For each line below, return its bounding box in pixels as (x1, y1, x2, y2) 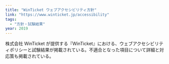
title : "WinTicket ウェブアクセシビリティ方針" (5, 7, 97, 13)
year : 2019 (5, 26, 28, 31)
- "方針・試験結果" (10, 21, 45, 27)
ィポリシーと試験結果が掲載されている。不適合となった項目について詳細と (5, 47, 160, 53)
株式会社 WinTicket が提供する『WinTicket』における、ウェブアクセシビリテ (5, 41, 164, 47)
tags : (5, 17, 17, 22)
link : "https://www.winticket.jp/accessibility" (5, 12, 109, 17)
